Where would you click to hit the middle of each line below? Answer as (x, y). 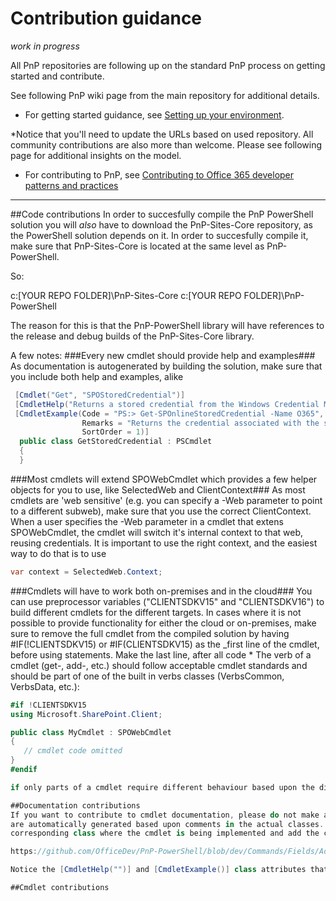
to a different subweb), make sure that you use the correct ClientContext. (161, 511)
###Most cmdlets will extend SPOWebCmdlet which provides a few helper (164, 479)
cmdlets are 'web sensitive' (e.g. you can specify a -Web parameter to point (166, 500)
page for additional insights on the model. (96, 155)
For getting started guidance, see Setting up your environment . (154, 114)
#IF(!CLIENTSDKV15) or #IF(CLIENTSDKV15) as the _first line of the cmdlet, (165, 644)
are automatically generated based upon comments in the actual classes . (167, 824)
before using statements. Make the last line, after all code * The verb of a (161, 654)
